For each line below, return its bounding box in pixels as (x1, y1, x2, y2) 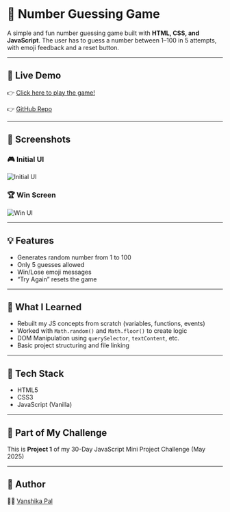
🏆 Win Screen (7, 190, 56, 200)
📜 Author (7, 478, 46, 490)
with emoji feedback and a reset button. (7, 43, 120, 51)
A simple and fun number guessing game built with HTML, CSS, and (7, 29, 200, 37)
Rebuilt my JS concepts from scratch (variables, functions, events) (16, 319, 205, 328)
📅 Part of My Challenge (7, 427, 107, 439)
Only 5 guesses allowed (16, 260, 85, 268)
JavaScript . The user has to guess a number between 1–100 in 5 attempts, (7, 36, 217, 44)
